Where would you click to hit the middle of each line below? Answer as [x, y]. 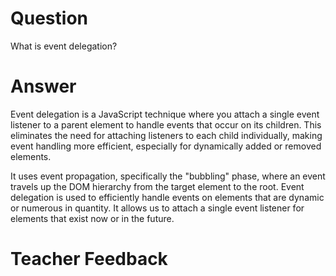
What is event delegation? [64, 46]
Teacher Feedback [89, 259]
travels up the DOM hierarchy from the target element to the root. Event [157, 186]
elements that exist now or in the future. [92, 218]
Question [49, 18]
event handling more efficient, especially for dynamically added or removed [166, 146]
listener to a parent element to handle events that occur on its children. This [166, 124]
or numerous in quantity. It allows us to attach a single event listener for [157, 208]
